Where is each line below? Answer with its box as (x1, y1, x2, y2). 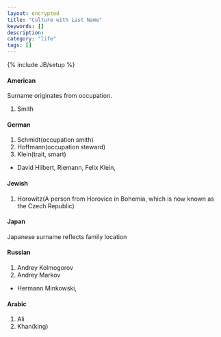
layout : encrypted (7, 10, 60, 17)
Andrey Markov (16, 271, 61, 279)
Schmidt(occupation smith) (16, 136, 94, 144)
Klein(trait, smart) (16, 150, 66, 158)
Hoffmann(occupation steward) (16, 143, 106, 151)
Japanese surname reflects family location (7, 232, 127, 240)
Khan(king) (16, 323, 49, 331)
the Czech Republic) (16, 201, 75, 210)
